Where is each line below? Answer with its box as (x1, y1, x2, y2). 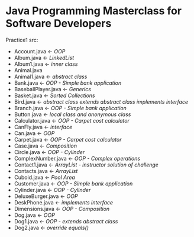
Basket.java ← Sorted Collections (14, 92, 95, 99)
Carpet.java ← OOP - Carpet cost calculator (14, 136, 122, 143)
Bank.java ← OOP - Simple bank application (14, 79, 122, 87)
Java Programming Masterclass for (5, 4, 182, 18)
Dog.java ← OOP (14, 212, 56, 219)
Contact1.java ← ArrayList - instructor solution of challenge (14, 161, 159, 168)
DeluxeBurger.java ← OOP (14, 193, 78, 200)
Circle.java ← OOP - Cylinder (14, 148, 85, 155)
